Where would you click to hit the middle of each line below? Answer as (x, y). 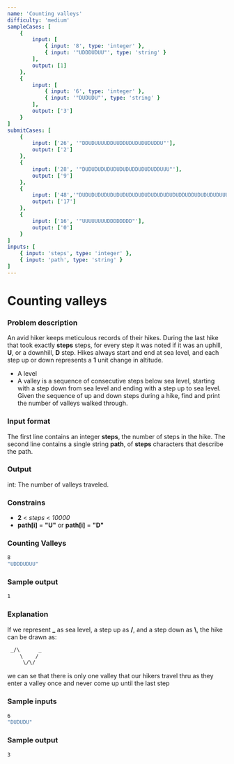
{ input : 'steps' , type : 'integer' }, (76, 254)
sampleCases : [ (29, 26)
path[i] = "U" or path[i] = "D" (61, 525)
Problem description (42, 323)
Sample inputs (32, 701)
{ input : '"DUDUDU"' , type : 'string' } (102, 98)
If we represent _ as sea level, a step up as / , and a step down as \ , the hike (115, 629)
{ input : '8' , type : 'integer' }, (94, 46)
